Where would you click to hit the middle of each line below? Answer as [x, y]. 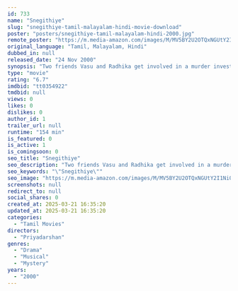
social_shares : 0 [33, 198]
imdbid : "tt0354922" [38, 86]
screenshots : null [34, 184]
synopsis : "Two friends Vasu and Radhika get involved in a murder [109, 66]
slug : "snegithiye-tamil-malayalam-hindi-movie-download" [95, 27]
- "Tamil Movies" [39, 224]
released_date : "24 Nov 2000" [52, 60]
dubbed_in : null [31, 54]
